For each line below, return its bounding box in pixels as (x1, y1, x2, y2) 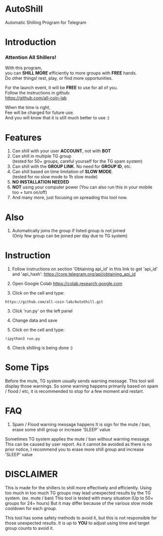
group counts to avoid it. (5, 525, 54, 531)
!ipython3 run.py (5, 336, 40, 341)
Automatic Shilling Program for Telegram (5, 19, 87, 25)
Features (5, 132, 42, 143)
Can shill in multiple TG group (12, 153, 72, 159)
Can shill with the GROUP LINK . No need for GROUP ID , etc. (12, 164, 132, 169)
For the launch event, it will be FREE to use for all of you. (5, 85, 118, 91)
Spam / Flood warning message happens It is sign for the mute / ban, (12, 422, 151, 427)
